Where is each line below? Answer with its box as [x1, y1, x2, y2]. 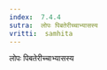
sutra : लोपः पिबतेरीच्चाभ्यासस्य [9, 21, 99, 30]
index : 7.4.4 [9, 12, 62, 22]
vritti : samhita [9, 29, 73, 38]
